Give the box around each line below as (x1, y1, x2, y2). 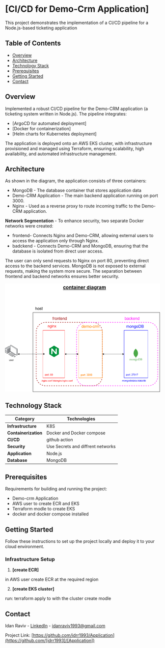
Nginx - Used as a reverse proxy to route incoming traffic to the (12, 203, 141, 209)
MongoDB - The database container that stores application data (12, 188, 141, 194)
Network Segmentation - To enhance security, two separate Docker (5, 218, 144, 224)
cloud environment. (5, 543, 45, 549)
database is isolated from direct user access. (12, 248, 104, 254)
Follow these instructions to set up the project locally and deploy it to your (5, 538, 155, 544)
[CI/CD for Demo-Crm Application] (5, 3, 149, 15)
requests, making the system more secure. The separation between (5, 268, 142, 274)
